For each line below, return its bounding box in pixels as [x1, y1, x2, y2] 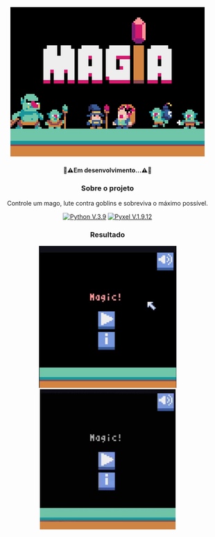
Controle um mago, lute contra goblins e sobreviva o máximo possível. [7, 199, 208, 207]
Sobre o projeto [80, 183, 135, 193]
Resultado [89, 229, 126, 239]
